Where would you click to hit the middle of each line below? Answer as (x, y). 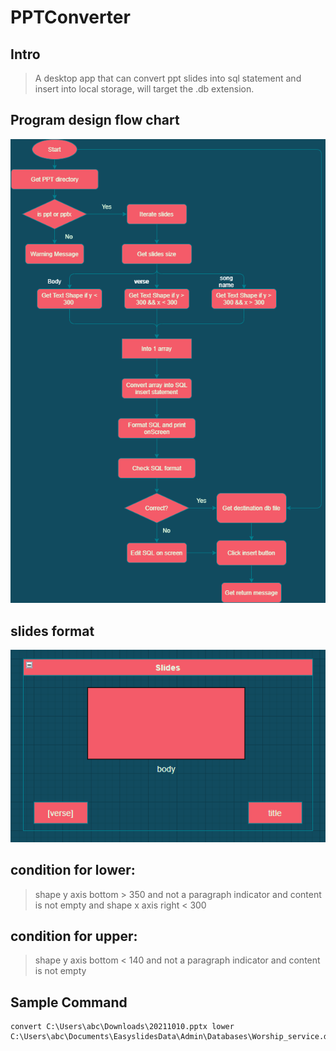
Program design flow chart (95, 120)
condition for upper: (74, 936)
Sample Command (69, 1002)
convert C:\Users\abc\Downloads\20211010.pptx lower (122, 1027)
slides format (52, 631)
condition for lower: (73, 870)
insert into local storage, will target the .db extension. (144, 89)
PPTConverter (70, 17)
